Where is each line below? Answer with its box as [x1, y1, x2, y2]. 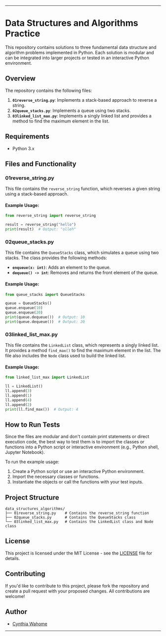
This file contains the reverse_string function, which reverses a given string [5, 186, 161, 192]
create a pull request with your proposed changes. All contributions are [5, 588, 150, 594]
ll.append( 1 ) [5, 393, 32, 398]
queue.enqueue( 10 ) [5, 306, 43, 311]
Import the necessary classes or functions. [12, 474, 100, 479]
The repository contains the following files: [5, 87, 92, 93]
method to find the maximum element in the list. [12, 118, 110, 124]
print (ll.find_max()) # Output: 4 [5, 407, 79, 412]
